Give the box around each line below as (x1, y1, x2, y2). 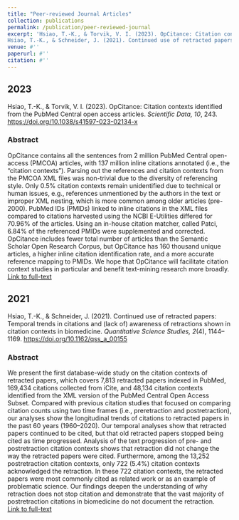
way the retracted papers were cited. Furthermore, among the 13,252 (7, 452, 210, 460)
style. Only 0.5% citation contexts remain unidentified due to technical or (7, 181, 221, 189)
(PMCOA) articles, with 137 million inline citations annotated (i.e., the (29, 158, 230, 167)
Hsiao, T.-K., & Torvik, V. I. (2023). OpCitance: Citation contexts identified (7, 102, 223, 110)
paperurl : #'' (7, 51, 50, 58)
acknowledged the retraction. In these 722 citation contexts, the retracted (7, 467, 223, 475)
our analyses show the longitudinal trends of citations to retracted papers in (7, 414, 230, 422)
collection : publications (7, 17, 84, 24)
